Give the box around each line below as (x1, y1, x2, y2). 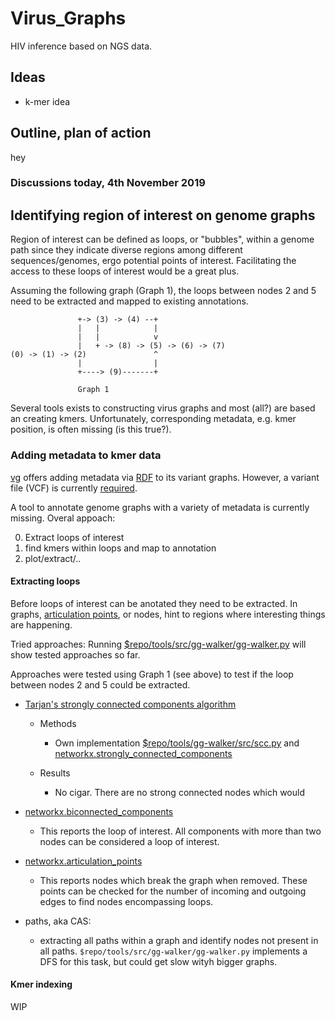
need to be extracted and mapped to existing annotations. (10, 295, 249, 307)
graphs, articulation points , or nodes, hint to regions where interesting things (10, 608, 326, 620)
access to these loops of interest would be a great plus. (10, 265, 240, 277)
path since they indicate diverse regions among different (10, 244, 243, 256)
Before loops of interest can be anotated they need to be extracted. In (10, 597, 298, 609)
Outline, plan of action (10, 125, 152, 142)
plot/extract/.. (24, 552, 82, 564)
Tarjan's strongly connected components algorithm (24, 698, 237, 710)
